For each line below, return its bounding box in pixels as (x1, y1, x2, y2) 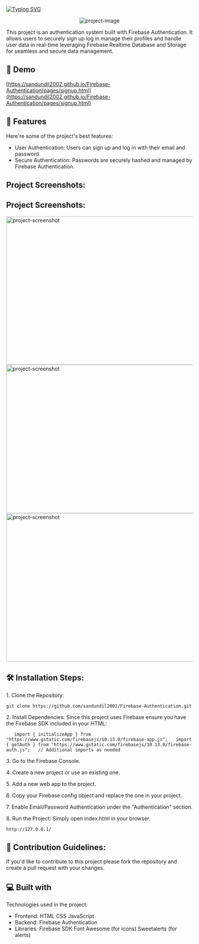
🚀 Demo (6, 65, 36, 75)
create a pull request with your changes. (6, 864, 105, 872)
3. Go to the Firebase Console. (6, 757, 81, 764)
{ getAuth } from (6, 742, 49, 747)
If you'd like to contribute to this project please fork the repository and (6, 858, 178, 865)
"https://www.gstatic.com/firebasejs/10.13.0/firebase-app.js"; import (6, 736, 192, 742)
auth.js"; (6, 747, 31, 753)
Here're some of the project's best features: (6, 132, 114, 140)
